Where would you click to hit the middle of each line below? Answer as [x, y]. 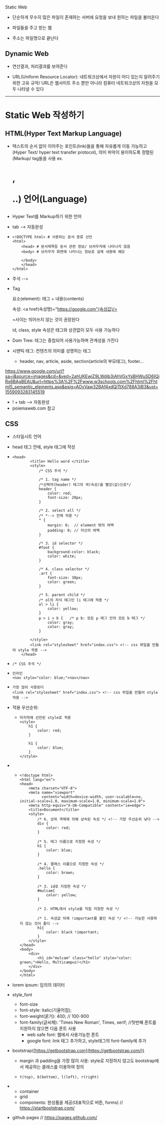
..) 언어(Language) [50, 199]
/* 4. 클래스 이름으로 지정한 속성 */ [71, 864]
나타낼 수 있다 [31, 89]
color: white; [62, 556]
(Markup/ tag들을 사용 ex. [38, 158]
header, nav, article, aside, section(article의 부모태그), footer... [82, 361]
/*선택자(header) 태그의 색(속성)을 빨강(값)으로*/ [85, 485]
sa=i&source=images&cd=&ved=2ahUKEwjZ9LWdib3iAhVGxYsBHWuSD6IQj [82, 376]
